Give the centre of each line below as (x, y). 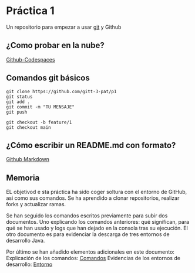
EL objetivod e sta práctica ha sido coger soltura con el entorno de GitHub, (97, 192)
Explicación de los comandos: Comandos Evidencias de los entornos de (93, 258)
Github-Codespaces (31, 59)
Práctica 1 (30, 11)
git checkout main (28, 127)
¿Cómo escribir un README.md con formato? (91, 145)
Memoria (23, 178)
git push (17, 112)
